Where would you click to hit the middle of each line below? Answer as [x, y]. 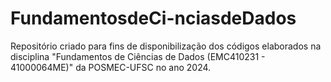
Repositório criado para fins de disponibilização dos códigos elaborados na [166, 46]
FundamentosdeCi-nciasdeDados [153, 18]
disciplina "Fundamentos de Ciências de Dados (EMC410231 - [138, 56]
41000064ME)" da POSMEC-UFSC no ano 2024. [111, 67]
